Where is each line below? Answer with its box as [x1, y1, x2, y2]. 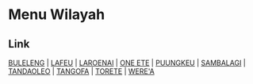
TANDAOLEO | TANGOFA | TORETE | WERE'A [8, 67, 155, 76]
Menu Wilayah [8, 6, 105, 24]
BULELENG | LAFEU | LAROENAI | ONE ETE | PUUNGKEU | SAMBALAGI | [8, 58, 246, 67]
